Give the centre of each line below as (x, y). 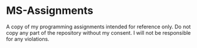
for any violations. (28, 39)
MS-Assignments (50, 11)
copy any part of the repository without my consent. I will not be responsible (98, 32)
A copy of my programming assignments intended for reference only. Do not (98, 27)
